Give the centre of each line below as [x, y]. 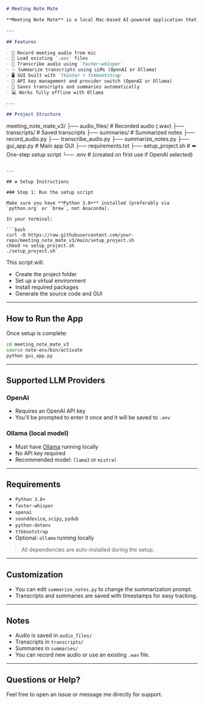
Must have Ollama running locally [57, 446]
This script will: [25, 263]
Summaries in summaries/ [46, 649]
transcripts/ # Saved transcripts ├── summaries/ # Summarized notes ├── [101, 133]
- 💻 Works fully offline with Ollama [55, 92]
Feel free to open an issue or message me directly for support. [84, 694]
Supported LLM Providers [56, 381]
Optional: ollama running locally [54, 538]
